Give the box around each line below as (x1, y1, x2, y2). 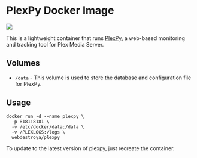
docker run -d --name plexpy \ (6, 113, 84, 119)
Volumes (6, 58, 40, 69)
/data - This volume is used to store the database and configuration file (14, 74, 192, 81)
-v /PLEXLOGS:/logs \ (11, 129, 66, 135)
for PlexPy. (14, 80, 42, 87)
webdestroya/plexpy (11, 134, 60, 140)
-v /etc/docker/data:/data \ (11, 123, 84, 130)
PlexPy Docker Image (6, 4, 114, 17)
